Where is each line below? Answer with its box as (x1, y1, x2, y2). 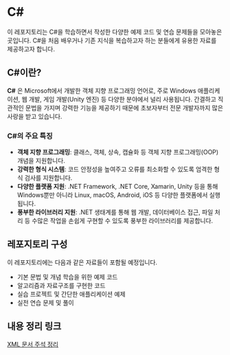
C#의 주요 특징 (7, 131, 53, 141)
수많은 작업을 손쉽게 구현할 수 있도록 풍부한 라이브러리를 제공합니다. (32, 217, 214, 225)
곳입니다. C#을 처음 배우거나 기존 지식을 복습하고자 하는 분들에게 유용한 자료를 (7, 36, 217, 45)
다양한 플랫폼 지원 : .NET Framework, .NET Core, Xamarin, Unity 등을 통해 (16, 183, 218, 191)
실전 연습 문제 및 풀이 (16, 298, 74, 306)
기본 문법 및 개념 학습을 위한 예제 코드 (16, 273, 118, 281)
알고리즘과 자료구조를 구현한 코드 (16, 281, 106, 289)
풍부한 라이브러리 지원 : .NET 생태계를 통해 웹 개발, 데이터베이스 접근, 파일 (16, 208, 214, 216)
